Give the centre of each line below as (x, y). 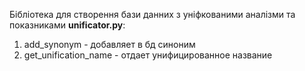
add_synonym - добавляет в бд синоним (109, 44)
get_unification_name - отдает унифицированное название (148, 55)
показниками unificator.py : (67, 25)
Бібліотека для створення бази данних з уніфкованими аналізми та (152, 14)
